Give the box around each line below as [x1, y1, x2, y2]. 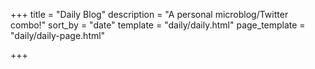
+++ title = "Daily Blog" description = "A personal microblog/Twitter [10, 9, 289, 20]
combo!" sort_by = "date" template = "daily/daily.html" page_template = [10, 19, 306, 31]
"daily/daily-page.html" [10, 30, 106, 41]
